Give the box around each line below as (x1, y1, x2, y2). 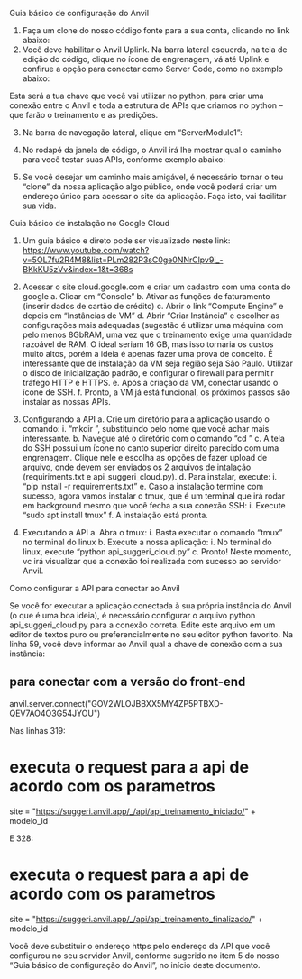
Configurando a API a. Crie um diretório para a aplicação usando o (22, 414, 270, 425)
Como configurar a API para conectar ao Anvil (9, 583, 180, 593)
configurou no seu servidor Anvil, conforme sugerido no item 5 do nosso (9, 950, 279, 961)
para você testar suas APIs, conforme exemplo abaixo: (22, 154, 225, 165)
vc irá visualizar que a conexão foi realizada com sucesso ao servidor (22, 556, 281, 566)
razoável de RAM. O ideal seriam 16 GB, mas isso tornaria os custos (22, 339, 274, 350)
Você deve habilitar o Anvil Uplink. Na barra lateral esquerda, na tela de (22, 44, 288, 55)
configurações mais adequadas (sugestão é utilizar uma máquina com (22, 320, 284, 330)
